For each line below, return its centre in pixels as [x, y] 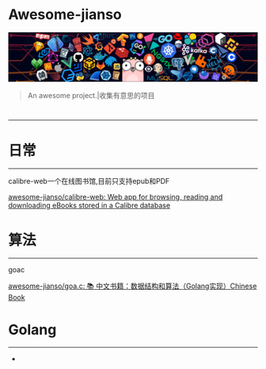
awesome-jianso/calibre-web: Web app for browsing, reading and [116, 197]
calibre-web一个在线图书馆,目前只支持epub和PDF [89, 181]
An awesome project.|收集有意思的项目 [91, 96]
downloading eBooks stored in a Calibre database [89, 205]
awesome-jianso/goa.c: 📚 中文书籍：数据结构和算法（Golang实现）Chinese [133, 286]
